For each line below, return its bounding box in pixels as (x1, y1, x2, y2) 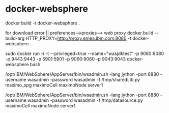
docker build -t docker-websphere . (5, 20, 80, 26)
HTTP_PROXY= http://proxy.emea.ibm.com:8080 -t (25, 35, 131, 41)
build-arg (5, 35, 25, 41)
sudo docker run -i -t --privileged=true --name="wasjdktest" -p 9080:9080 (5, 50, 164, 56)
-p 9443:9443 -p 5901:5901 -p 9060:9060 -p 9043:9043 (5, 55, 126, 62)
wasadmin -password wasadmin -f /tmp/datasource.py (27, 97, 144, 103)
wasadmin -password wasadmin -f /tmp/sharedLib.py (27, 76, 140, 82)
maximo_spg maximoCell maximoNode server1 (5, 82, 103, 88)
